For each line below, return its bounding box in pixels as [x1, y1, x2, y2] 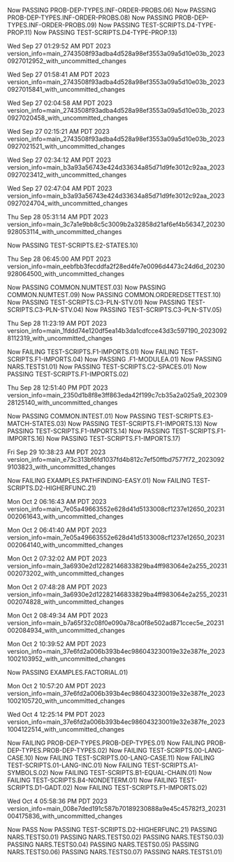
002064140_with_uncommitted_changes [7, 541, 124, 549]
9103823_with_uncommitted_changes [7, 463, 116, 471]
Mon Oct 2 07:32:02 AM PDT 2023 [7, 554, 107, 563]
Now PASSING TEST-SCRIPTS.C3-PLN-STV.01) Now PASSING [7, 298, 187, 306]
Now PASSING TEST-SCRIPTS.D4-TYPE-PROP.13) [34, 28, 178, 36]
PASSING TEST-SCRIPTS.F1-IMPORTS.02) [7, 370, 129, 378]
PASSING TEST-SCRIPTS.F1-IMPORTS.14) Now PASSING [7, 427, 170, 435]
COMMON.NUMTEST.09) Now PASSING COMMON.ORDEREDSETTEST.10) [7, 291, 221, 299]
